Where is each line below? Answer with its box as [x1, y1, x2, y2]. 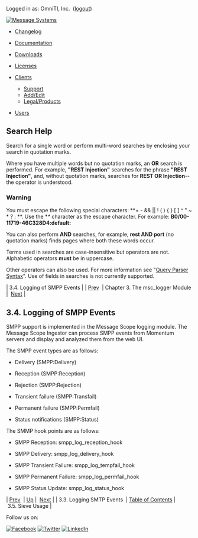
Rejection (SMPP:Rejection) [14, 381, 82, 388]
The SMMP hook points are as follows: [6, 427, 100, 434]
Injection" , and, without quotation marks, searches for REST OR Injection [6, 172, 185, 179]
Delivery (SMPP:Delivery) [14, 358, 77, 365]
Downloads [14, 51, 43, 58]
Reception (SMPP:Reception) [14, 370, 86, 377]
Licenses [14, 62, 37, 69]
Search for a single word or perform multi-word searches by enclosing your [6, 142, 190, 149]
